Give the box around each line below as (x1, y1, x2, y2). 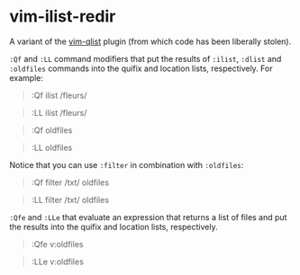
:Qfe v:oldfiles (31, 238, 84, 249)
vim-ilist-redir (9, 6, 116, 27)
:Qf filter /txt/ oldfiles (31, 177, 110, 188)
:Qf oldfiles (31, 124, 73, 136)
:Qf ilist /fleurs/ (31, 90, 87, 101)
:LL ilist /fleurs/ (31, 107, 87, 118)
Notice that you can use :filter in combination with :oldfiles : (9, 159, 244, 170)
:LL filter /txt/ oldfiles (31, 194, 110, 205)
